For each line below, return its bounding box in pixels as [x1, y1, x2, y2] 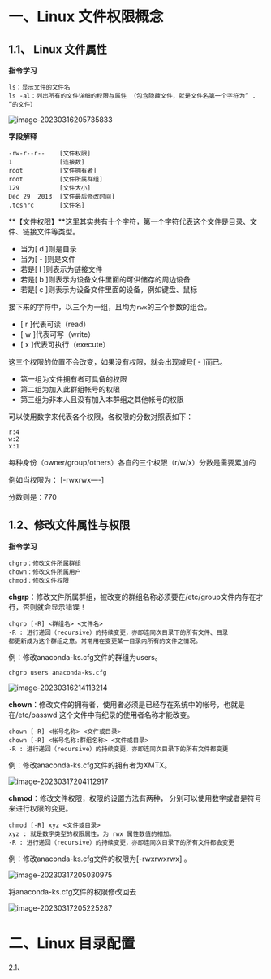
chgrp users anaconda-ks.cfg [8, 668, 107, 676]
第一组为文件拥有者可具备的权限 [19, 374, 127, 383]
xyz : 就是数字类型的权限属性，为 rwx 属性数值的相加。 [8, 829, 176, 838]
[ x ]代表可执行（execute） [19, 339, 110, 349]
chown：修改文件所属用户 [8, 567, 81, 576]
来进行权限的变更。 [8, 803, 73, 813]
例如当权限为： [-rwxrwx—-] [8, 475, 105, 484]
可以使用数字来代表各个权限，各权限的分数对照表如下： [8, 412, 193, 422]
